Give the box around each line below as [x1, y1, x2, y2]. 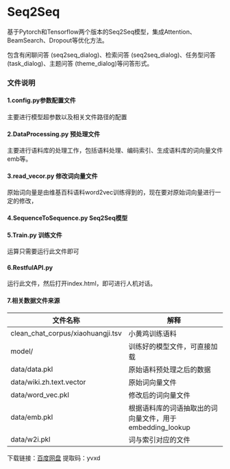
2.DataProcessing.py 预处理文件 [7, 129, 101, 138]
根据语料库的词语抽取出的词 [128, 403, 218, 413]
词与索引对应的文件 [128, 435, 190, 444]
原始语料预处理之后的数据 [128, 364, 211, 374]
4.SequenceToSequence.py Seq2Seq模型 [7, 214, 128, 223]
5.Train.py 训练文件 [7, 231, 63, 239]
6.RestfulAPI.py [7, 263, 53, 271]
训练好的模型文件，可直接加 [128, 342, 218, 351]
